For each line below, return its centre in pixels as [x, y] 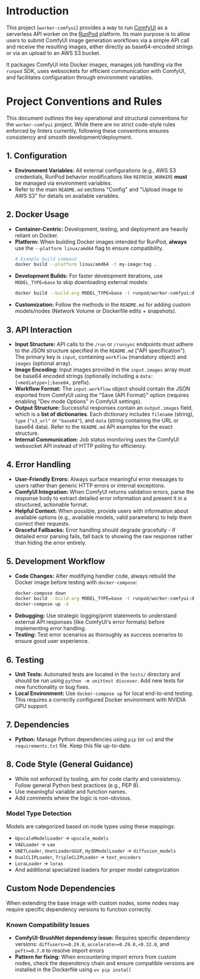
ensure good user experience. [52, 641]
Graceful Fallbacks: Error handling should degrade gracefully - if [95, 530]
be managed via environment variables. [63, 183]
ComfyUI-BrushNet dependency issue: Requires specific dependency [102, 938]
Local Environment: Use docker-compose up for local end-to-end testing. [104, 693]
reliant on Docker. [36, 235]
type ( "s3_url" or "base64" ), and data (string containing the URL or [97, 420]
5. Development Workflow [56, 561]
